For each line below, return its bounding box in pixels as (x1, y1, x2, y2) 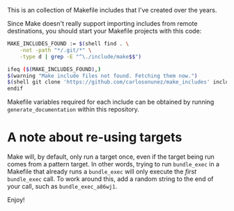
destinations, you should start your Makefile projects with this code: (7, 27, 202, 35)
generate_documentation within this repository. (7, 105, 139, 114)
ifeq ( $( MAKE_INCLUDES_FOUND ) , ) (7, 65, 101, 72)
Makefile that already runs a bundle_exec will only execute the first (7, 167, 197, 176)
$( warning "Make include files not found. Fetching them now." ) (7, 72, 198, 79)
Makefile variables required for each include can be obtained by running (7, 97, 214, 107)
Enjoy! (7, 196, 26, 204)
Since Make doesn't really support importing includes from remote (7, 19, 198, 27)
